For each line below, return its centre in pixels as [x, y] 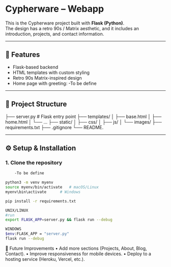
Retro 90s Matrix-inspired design [47, 78]
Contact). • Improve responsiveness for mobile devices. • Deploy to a [78, 254]
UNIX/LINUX [17, 210]
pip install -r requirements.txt [41, 201]
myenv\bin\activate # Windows [43, 192]
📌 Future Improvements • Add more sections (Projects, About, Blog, [76, 248]
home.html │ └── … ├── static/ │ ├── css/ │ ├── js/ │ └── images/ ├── [83, 122]
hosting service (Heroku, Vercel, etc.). [45, 259]
